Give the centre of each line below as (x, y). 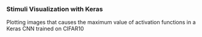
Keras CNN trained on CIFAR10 (45, 29)
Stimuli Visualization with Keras (55, 9)
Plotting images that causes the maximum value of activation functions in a (101, 22)
